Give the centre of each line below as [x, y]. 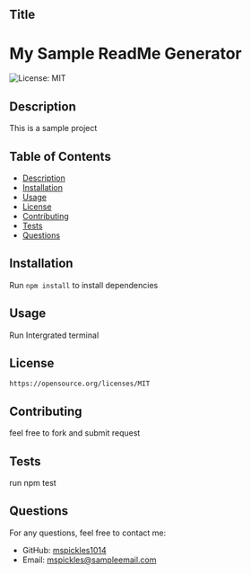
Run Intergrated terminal [54, 335]
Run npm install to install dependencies [84, 285]
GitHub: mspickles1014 [64, 550]
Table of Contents [61, 156]
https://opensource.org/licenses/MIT [80, 384]
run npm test [33, 483]
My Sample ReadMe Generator [125, 53]
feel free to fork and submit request [75, 433]
